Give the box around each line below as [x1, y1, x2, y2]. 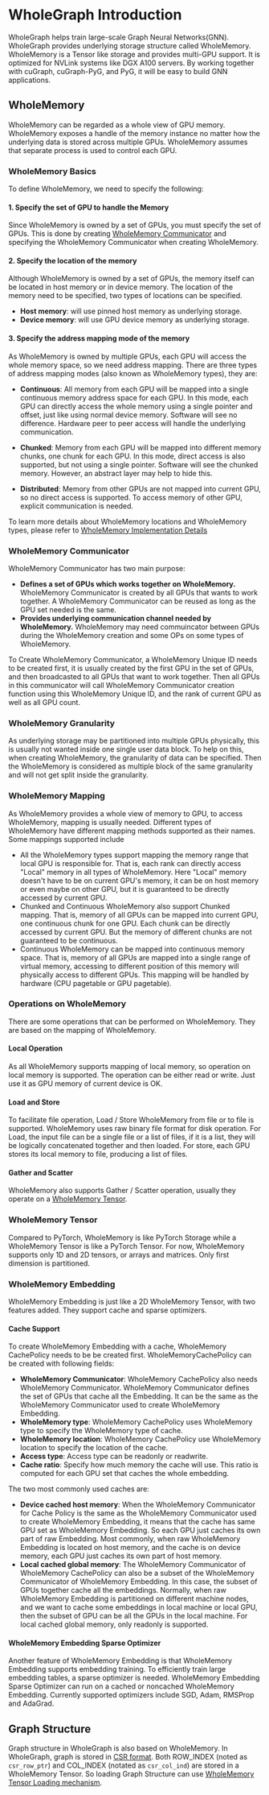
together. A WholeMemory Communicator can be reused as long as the [19, 596, 256, 606]
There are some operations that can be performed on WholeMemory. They [8, 1017, 255, 1026]
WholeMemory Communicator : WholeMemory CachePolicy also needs [19, 1374, 259, 1384]
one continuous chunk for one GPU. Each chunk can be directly [19, 918, 230, 928]
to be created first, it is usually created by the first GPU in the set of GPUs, [8, 663, 255, 673]
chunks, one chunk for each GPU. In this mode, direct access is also [19, 451, 247, 461]
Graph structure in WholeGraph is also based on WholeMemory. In [8, 1743, 229, 1753]
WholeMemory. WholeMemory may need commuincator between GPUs [19, 622, 259, 632]
